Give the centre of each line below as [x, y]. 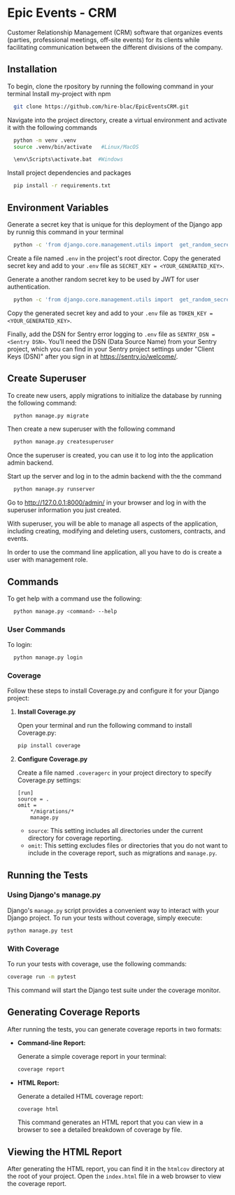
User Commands [36, 629]
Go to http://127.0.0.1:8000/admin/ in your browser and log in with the [107, 502]
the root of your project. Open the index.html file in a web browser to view [114, 1176]
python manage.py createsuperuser [64, 442]
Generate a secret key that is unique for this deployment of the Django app [115, 224]
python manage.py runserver [55, 489]
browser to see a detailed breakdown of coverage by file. [100, 1130]
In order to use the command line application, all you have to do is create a [115, 552]
